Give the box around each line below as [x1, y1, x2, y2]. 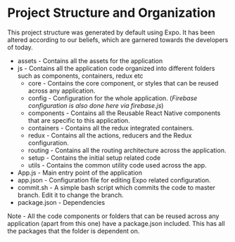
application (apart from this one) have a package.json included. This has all [7, 219, 225, 227]
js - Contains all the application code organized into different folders [17, 64, 215, 72]
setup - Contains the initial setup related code [27, 153, 161, 162]
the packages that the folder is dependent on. [7, 227, 140, 235]
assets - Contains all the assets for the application [17, 56, 163, 65]
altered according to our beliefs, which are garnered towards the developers [7, 35, 229, 43]
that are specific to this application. [27, 116, 130, 124]
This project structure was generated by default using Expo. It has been [7, 28, 215, 36]
